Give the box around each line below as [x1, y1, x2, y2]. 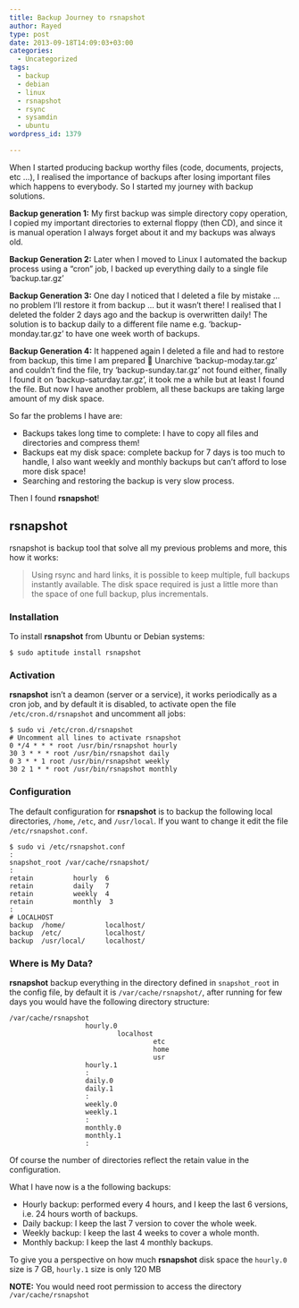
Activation [9, 669, 55, 681]
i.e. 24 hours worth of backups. [21, 1208, 138, 1218]
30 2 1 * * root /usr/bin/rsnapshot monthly [9, 765, 178, 774]
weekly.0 [85, 1099, 118, 1108]
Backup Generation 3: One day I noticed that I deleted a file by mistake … [9, 290, 280, 301]
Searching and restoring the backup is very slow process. [21, 475, 235, 486]
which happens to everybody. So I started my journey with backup [9, 181, 253, 192]
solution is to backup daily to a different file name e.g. [9, 319, 207, 329]
